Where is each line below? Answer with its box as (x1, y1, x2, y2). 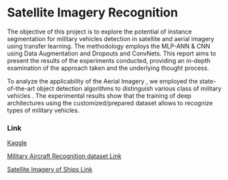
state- (199, 77, 216, 85)
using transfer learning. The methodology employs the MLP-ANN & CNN (7, 42, 210, 50)
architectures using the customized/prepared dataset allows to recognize (7, 99, 213, 107)
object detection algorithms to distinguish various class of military (36, 84, 222, 92)
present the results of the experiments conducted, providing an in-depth (7, 56, 211, 64)
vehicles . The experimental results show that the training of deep (7, 91, 192, 100)
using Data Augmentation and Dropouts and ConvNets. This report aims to (7, 49, 216, 57)
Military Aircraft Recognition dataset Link (7, 152, 122, 160)
